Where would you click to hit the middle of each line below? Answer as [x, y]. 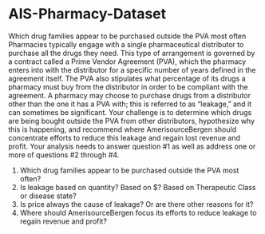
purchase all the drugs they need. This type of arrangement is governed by [132, 53]
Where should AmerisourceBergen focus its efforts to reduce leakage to [138, 212]
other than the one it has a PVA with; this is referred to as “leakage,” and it [130, 104]
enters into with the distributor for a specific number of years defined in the [132, 69]
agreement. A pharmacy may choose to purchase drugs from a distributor [130, 95]
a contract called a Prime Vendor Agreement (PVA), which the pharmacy [127, 61]
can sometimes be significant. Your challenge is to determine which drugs [130, 112]
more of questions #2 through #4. [64, 155]
